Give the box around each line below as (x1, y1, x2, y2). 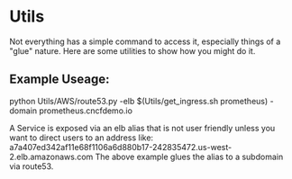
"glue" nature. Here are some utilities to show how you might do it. (9, 45, 256, 56)
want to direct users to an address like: (9, 132, 154, 143)
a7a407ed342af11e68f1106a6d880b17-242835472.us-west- (9, 141, 233, 152)
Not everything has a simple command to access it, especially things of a (9, 36, 281, 47)
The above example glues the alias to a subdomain (95, 151, 284, 162)
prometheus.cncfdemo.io (39, 105, 133, 116)
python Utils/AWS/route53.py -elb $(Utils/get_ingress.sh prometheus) (9, 95, 269, 106)
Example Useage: (9, 72, 110, 87)
